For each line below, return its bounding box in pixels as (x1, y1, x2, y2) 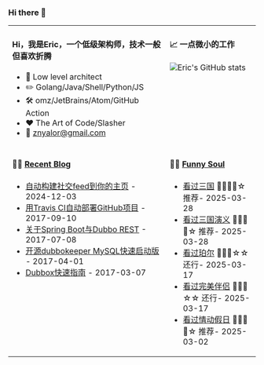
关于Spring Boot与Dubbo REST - (25, 224, 147, 235)
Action (25, 108, 49, 119)
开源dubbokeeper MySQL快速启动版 (25, 245, 159, 256)
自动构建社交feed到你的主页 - (25, 181, 136, 192)
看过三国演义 (182, 214, 230, 224)
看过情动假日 (182, 314, 230, 325)
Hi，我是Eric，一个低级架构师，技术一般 (12, 38, 161, 49)
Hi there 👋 (8, 7, 47, 18)
